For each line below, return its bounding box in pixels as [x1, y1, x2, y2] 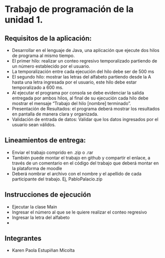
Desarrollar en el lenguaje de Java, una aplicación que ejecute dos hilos [11, 47, 160, 53]
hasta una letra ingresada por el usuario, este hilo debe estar [11, 79, 137, 85]
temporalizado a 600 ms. [11, 84, 63, 90]
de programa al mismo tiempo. [11, 52, 75, 58]
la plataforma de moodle [11, 165, 62, 171]
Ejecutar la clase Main [11, 203, 57, 209]
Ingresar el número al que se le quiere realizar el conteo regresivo [11, 209, 148, 215]
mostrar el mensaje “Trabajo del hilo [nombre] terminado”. [11, 100, 131, 106]
